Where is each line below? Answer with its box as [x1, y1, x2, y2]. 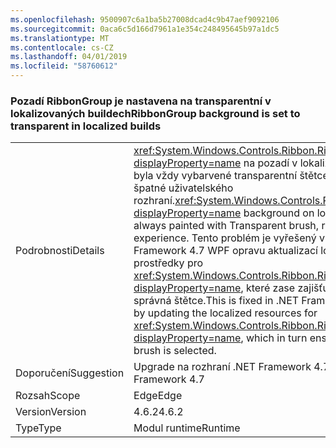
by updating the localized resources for [133, 306, 318, 320]
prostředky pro [133, 256, 204, 270]
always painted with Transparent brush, [133, 219, 320, 233]
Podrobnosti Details [15, 244, 105, 258]
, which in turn [240, 331, 308, 345]
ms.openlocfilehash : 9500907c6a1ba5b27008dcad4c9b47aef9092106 [10, 14, 280, 25]
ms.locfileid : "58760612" [10, 61, 118, 71]
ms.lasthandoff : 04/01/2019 [10, 52, 128, 62]
